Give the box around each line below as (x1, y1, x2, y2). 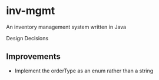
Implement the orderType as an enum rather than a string (14, 67, 154, 74)
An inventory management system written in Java (6, 23, 127, 30)
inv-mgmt (6, 4, 55, 18)
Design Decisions (6, 34, 49, 41)
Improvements (6, 51, 61, 62)
